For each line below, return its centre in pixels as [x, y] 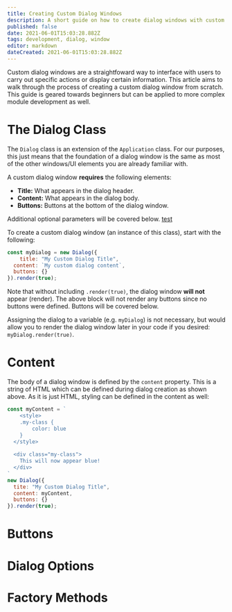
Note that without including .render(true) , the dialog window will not [106, 292]
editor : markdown [32, 46]
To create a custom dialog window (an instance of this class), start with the [114, 232]
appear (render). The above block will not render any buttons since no [107, 299]
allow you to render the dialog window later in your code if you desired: [109, 327]
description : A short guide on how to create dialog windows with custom [116, 20]
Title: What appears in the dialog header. [76, 190]
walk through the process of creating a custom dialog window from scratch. [115, 87]
